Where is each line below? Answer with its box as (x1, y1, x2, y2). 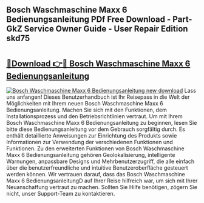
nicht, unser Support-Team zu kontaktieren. (6, 190, 115, 197)
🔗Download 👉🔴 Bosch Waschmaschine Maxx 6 (6, 58, 191, 68)
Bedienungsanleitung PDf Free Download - (6, 15, 171, 25)
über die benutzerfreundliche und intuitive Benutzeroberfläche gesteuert (6, 164, 188, 171)
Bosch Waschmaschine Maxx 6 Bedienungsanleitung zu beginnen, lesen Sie (6, 119, 197, 126)
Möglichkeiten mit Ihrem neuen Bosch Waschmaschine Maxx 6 (6, 100, 163, 107)
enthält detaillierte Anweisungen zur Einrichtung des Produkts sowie (6, 132, 177, 139)
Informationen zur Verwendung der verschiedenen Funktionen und (6, 139, 173, 145)
